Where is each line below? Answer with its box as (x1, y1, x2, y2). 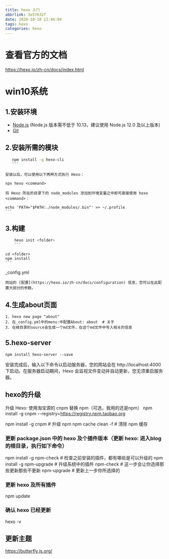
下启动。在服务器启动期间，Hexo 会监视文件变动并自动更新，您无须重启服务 (5, 367, 163, 374)
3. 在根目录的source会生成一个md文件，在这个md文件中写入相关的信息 (5, 325, 133, 330)
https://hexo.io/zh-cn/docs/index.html (5, 67, 84, 73)
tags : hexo (5, 21, 28, 27)
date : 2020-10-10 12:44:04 (5, 17, 62, 22)
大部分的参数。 (9, 286, 36, 291)
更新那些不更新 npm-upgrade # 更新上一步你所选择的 (9, 467, 120, 473)
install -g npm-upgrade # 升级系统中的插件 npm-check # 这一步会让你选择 (5, 461, 160, 467)
